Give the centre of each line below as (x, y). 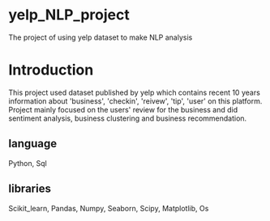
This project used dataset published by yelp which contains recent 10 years (135, 92)
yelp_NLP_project (69, 15)
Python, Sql (28, 163)
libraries (30, 189)
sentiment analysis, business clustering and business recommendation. (128, 118)
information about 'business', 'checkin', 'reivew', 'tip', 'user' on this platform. (135, 101)
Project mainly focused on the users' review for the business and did (123, 109)
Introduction (51, 70)
